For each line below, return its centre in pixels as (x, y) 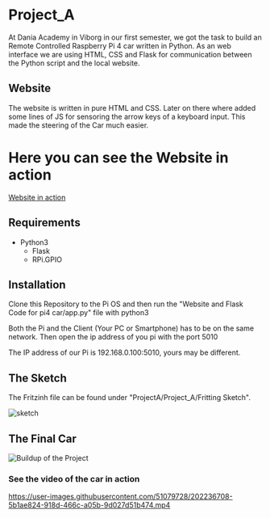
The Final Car (42, 438)
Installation (37, 284)
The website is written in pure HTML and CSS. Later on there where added (132, 107)
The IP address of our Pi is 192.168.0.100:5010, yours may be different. (125, 352)
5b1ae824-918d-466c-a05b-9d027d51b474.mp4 (89, 505)
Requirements (44, 223)
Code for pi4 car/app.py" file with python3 (79, 313)
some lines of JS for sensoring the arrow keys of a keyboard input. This (127, 116)
